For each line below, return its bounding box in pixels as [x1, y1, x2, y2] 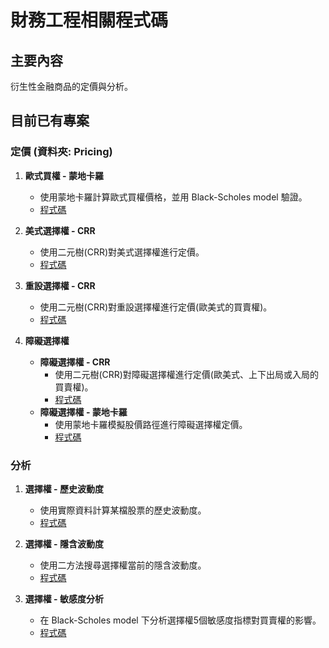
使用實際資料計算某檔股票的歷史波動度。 [39, 504, 207, 516]
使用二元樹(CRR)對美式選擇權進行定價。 [39, 246, 205, 258]
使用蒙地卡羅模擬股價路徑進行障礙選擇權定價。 [54, 418, 248, 430]
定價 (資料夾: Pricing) [10, 145, 113, 159]
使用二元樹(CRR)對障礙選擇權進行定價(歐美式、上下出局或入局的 [54, 368, 319, 380]
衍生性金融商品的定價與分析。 [10, 81, 133, 92]
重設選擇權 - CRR [24, 279, 96, 291]
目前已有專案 [10, 112, 90, 130]
